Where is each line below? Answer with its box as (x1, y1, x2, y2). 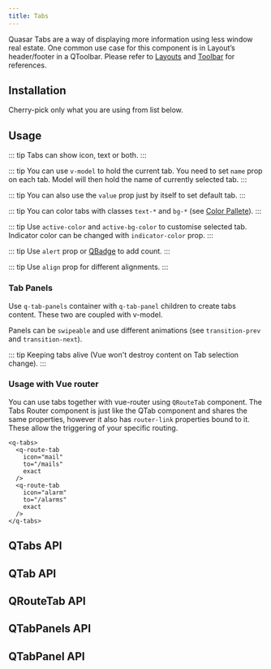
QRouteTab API (8, 594, 87, 608)
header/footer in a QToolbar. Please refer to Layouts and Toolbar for (8, 51, 235, 61)
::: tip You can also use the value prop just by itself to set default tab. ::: (8, 190, 246, 200)
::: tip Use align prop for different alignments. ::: (8, 262, 169, 272)
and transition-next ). (8, 334, 83, 344)
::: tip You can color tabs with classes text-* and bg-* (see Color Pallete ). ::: (8, 206, 262, 216)
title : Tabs (8, 11, 49, 20)
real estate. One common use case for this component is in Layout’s (8, 42, 235, 53)
